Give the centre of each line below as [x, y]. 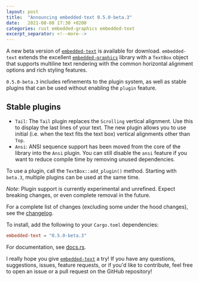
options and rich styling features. [47, 70]
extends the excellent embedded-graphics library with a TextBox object [103, 57]
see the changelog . [30, 213]
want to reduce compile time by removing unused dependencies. [95, 159]
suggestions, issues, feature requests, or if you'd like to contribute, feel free [99, 265]
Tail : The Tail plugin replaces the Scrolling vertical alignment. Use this [104, 121]
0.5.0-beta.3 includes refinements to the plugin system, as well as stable [97, 82]
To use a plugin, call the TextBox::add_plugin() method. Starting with [91, 170]
